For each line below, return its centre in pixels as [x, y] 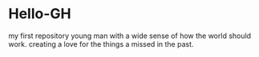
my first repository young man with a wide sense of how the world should [129, 36]
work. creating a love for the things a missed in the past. [101, 44]
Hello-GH [40, 14]
